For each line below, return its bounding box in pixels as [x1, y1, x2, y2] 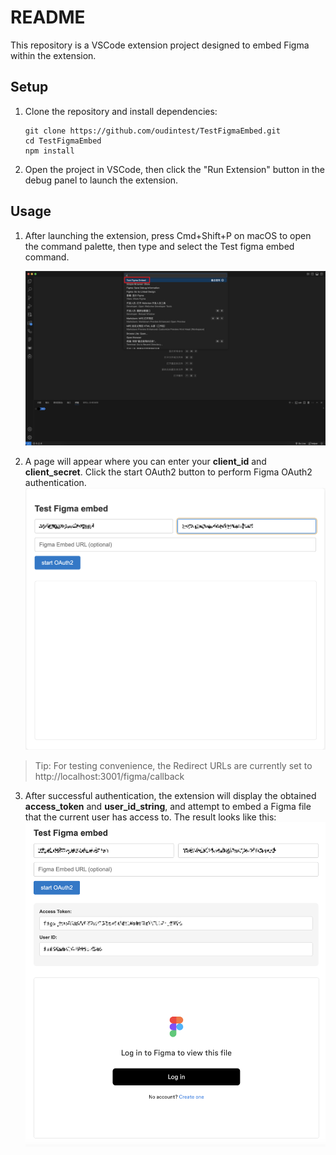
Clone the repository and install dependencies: [24, 105, 218, 117]
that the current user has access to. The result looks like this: [24, 811, 277, 823]
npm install [24, 146, 75, 156]
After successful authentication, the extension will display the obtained [24, 790, 317, 802]
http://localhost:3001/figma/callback [34, 771, 185, 783]
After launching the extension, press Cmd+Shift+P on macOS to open [24, 229, 312, 241]
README [10, 6, 86, 29]
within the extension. [10, 49, 97, 61]
